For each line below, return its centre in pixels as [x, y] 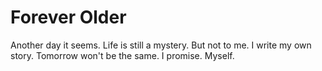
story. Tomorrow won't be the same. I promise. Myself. [122, 55]
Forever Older [68, 17]
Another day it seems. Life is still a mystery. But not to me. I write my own [161, 45]
